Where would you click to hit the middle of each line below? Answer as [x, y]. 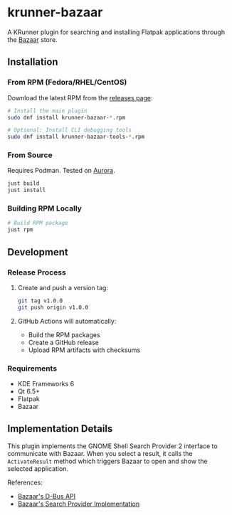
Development [38, 252]
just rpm [20, 230]
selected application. [38, 468]
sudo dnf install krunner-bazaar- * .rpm [67, 117]
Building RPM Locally [44, 208]
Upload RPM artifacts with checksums [84, 350]
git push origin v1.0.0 [53, 307]
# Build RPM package [38, 223]
